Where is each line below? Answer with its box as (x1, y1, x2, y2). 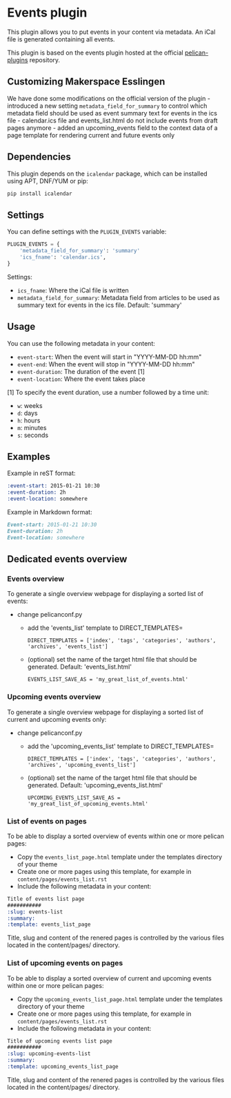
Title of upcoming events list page (7, 1037, 112, 1045)
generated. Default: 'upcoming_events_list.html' (27, 781, 163, 789)
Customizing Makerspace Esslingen (7, 76, 165, 88)
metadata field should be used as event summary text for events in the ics (7, 109, 217, 117)
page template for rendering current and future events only (7, 131, 175, 139)
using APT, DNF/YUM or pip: (7, 176, 88, 185)
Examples (7, 451, 50, 463)
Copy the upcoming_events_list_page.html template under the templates (17, 994, 223, 1003)
